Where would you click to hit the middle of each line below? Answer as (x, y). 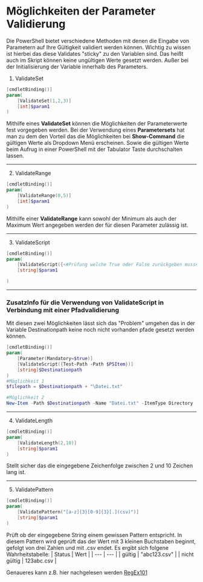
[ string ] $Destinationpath (50, 370)
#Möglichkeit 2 (25, 398)
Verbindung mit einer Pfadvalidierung (63, 310)
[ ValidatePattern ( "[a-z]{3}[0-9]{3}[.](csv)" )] (78, 512)
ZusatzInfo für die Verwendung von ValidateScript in (85, 303)
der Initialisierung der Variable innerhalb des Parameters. (77, 66)
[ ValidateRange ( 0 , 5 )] (44, 196)
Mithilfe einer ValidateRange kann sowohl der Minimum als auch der (92, 218)
